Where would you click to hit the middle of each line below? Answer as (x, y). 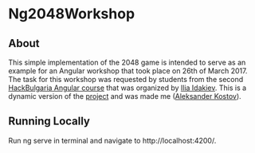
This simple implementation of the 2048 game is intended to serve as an (127, 62)
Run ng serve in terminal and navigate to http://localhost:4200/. (112, 140)
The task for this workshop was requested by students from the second (126, 79)
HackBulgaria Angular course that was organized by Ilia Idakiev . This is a (127, 88)
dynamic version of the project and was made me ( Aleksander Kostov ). (125, 96)
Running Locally (49, 122)
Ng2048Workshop (72, 14)
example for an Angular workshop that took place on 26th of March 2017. (128, 71)
